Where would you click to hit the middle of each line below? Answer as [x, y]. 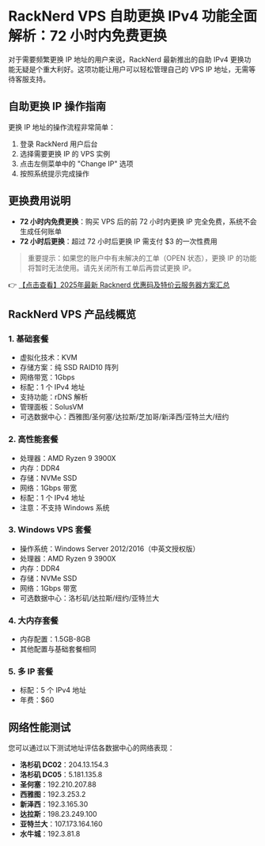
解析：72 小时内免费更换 [88, 36]
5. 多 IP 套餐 [31, 671]
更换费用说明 [40, 201]
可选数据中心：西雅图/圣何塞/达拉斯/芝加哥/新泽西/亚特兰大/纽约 [124, 417]
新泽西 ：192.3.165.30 [54, 804]
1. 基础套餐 [28, 338]
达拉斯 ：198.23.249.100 [58, 814]
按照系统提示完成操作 [54, 173]
